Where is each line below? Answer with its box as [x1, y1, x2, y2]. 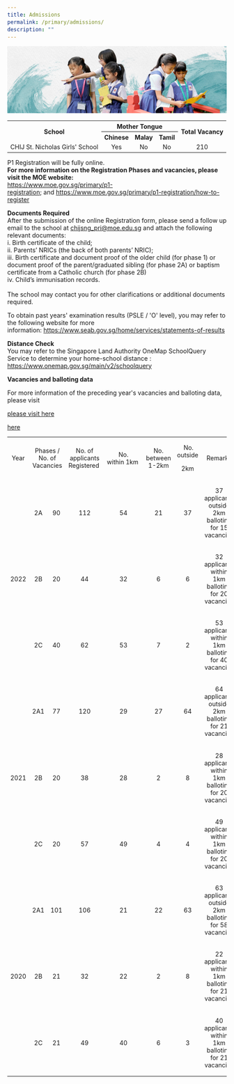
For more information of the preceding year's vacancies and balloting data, [7, 388, 222, 397]
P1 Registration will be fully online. [7, 158, 105, 166]
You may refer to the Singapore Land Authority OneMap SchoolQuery [7, 347, 207, 355]
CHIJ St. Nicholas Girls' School [10, 143, 99, 151]
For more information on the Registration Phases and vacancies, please [7, 166, 218, 174]
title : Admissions [7, 11, 61, 18]
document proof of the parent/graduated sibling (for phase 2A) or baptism [7, 260, 220, 269]
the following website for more [7, 318, 95, 327]
